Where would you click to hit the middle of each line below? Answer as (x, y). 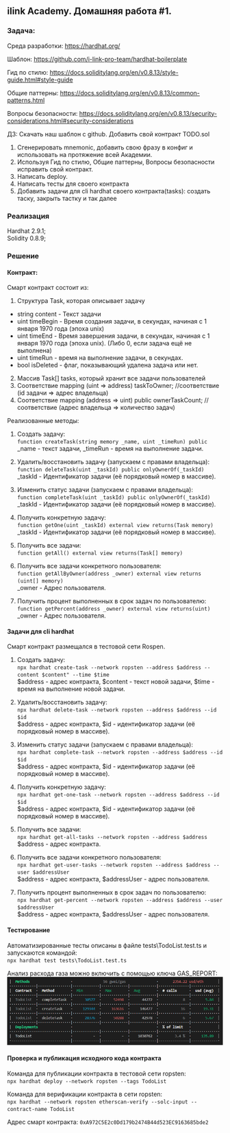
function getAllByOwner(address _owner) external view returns (109, 574)
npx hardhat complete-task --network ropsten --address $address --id (120, 753)
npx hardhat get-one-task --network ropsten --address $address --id (118, 795)
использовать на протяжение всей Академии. (85, 154)
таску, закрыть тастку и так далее (67, 198)
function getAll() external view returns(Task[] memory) (100, 553)
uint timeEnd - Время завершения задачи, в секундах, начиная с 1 (113, 336)
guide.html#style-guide (40, 80)
